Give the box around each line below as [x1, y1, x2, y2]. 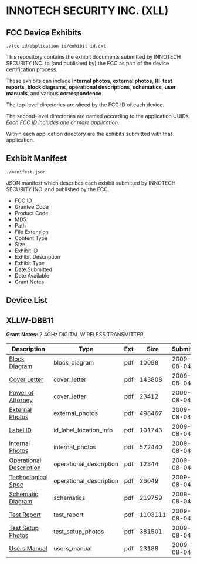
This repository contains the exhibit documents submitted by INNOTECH [6, 54, 181, 60]
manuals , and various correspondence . [6, 90, 103, 96]
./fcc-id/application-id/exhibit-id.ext [6, 43, 107, 49]
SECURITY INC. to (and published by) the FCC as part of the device [6, 60, 169, 66]
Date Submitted [14, 266, 53, 273]
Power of [9, 389, 34, 397]
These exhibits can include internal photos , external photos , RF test [6, 78, 173, 84]
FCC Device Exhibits [6, 28, 82, 38]
